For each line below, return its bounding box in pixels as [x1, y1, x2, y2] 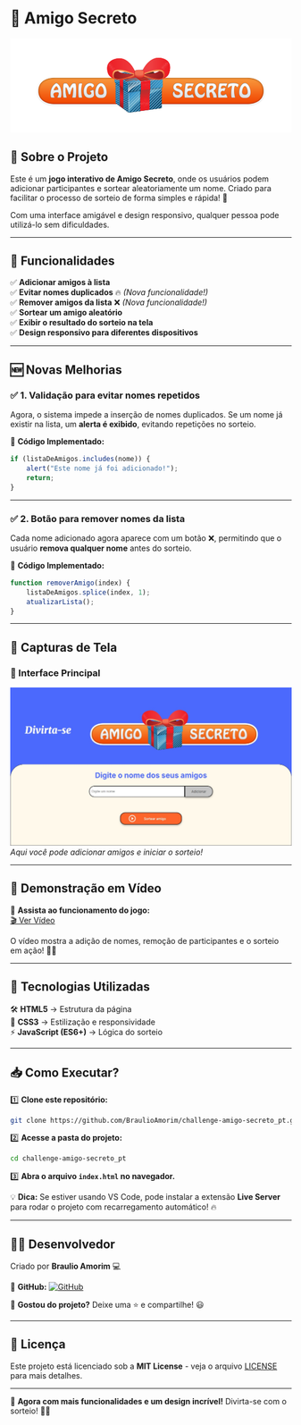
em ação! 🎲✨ [10, 945, 57, 956]
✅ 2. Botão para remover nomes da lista [10, 512, 186, 525]
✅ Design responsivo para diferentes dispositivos [10, 327, 199, 338]
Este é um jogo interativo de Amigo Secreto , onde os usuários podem [10, 173, 270, 184]
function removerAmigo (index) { [10, 578, 130, 587]
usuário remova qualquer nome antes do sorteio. [10, 543, 192, 553]
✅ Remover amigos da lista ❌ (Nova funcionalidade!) [10, 297, 208, 308]
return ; [26, 473, 54, 482]
